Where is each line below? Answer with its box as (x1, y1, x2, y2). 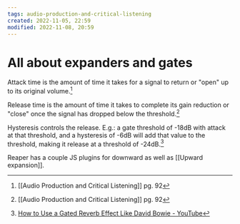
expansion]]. (7, 161, 45, 170)
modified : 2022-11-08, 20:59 (7, 24, 94, 31)
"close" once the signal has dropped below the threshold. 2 (7, 108, 180, 118)
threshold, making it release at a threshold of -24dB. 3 (7, 138, 164, 148)
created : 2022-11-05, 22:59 (7, 17, 91, 24)
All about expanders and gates (7, 54, 193, 71)
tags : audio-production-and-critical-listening (7, 10, 152, 18)
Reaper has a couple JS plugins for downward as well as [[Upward (7, 153, 204, 162)
